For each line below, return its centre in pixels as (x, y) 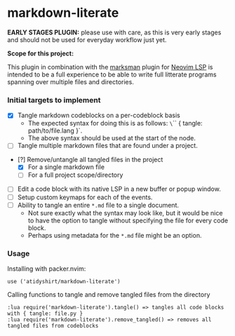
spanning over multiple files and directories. (71, 81)
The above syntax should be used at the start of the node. (112, 138)
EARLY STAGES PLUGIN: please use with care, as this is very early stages (114, 32)
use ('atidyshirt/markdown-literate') (64, 281)
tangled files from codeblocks (53, 325)
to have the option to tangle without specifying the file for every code (128, 220)
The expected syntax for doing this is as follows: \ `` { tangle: (115, 123)
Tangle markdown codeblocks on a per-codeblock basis (99, 115)
